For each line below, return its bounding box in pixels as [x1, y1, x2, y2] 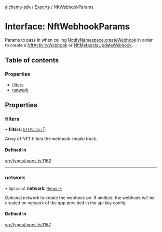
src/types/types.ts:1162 [5, 157, 52, 164]
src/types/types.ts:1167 [5, 222, 52, 228]
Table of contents [5, 56, 59, 64]
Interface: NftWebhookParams [5, 21, 130, 32]
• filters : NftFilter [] [5, 126, 46, 132]
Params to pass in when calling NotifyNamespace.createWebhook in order [5, 37, 153, 43]
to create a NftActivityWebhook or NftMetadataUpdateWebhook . [5, 42, 133, 48]
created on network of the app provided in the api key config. [5, 200, 127, 205]
